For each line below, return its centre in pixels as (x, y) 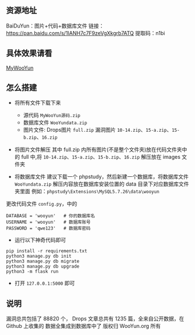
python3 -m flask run (32, 272)
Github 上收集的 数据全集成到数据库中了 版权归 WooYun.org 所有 (83, 326)
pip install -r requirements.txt (47, 251)
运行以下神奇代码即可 (40, 240)
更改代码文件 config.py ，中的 (42, 204)
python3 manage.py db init (39, 257)
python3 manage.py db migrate (43, 261)
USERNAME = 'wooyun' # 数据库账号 (48, 222)
